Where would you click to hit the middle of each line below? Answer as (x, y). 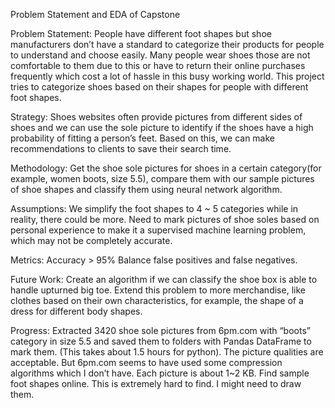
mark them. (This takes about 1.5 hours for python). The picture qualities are (167, 352)
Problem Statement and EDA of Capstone (95, 14)
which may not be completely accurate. (91, 240)
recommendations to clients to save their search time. (121, 148)
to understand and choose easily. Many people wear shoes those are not (160, 55)
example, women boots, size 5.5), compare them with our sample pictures (162, 178)
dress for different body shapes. (76, 311)
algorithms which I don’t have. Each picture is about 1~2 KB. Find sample (160, 373)
